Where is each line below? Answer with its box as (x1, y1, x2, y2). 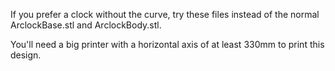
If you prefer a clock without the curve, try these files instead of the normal (10, 9, 320, 20)
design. (10, 49, 42, 61)
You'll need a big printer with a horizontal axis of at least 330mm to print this (10, 39, 325, 50)
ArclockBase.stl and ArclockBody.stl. (10, 19, 162, 31)
